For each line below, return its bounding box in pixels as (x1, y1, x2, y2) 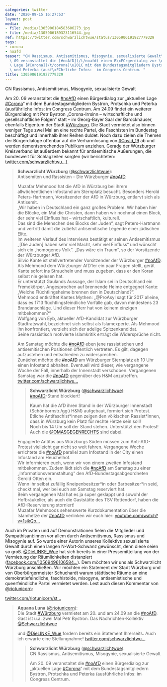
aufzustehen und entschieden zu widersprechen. (17, 351, 118, 357)
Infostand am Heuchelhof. (17, 454, 71, 460)
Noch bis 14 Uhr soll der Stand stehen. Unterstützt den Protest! (29, 423, 159, 429)
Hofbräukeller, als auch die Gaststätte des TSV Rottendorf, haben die (17, 496, 159, 502)
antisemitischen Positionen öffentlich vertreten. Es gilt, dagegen (17, 346, 148, 352)
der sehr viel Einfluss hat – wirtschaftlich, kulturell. (17, 215, 120, 221)
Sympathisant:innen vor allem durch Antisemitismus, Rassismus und (5, 533, 145, 539)
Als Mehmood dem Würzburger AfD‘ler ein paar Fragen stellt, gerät (17, 262, 155, 269)
